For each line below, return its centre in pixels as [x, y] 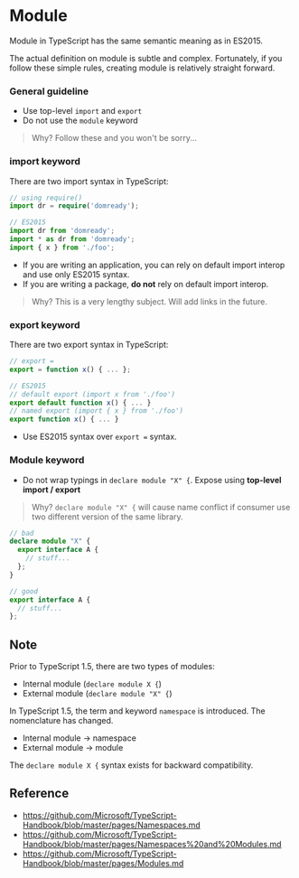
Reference [39, 794]
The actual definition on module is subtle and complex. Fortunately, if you [146, 58]
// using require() [46, 198]
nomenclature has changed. [61, 721]
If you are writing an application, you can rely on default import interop [154, 265]
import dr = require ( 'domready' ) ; [75, 206]
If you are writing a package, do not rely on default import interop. [145, 284]
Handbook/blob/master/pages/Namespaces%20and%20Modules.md [152, 844]
